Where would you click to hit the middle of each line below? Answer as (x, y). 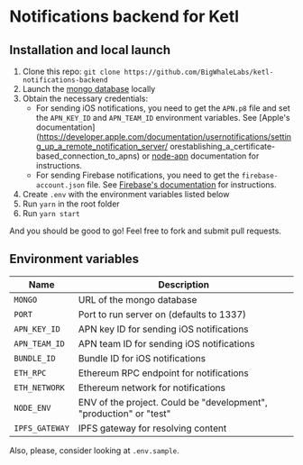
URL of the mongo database (138, 299)
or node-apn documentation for (201, 156)
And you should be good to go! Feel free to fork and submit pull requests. (146, 231)
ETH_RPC (30, 373)
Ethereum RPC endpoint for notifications (164, 373)
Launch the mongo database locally (89, 89)
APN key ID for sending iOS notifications (164, 329)
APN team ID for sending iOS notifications (166, 343)
